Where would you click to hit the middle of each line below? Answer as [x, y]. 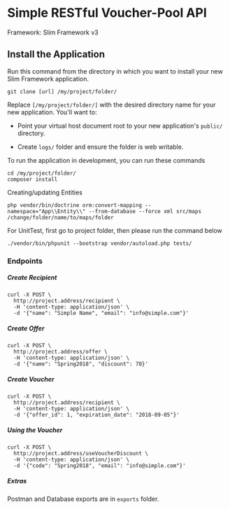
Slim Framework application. [48, 79]
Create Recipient [32, 278]
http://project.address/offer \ [61, 351]
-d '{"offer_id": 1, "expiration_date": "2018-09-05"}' [96, 415]
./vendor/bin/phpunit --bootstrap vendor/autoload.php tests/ [100, 243]
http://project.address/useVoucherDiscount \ [81, 453]
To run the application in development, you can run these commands [106, 160]
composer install [33, 179]
